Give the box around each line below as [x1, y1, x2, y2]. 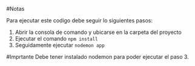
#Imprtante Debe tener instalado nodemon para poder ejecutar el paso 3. [6, 53, 189, 60]
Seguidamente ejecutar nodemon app [15, 42, 105, 48]
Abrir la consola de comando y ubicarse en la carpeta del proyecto [15, 28, 182, 36]
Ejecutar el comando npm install [15, 35, 98, 42]
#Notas [6, 5, 25, 12]
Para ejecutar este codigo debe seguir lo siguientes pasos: [6, 17, 153, 24]
